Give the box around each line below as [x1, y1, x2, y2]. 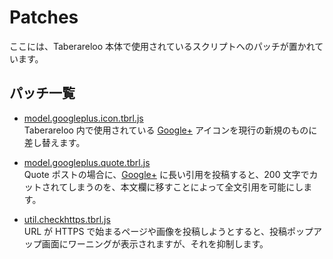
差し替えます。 [23, 136, 86, 148]
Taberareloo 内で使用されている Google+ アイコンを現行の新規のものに [23, 124, 318, 136]
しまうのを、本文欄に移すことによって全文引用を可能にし [67, 181, 304, 193]
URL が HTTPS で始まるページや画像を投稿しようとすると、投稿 [23, 225, 288, 237]
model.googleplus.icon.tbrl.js [23, 112, 144, 124]
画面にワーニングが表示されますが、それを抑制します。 [41, 237, 269, 250]
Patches [9, 6, 79, 29]
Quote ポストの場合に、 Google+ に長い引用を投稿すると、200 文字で [23, 168, 310, 180]
